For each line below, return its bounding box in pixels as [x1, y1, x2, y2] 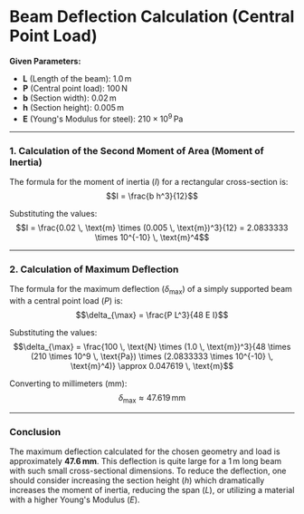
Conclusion [9, 425, 62, 438]
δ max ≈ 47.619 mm [118, 392, 186, 405]
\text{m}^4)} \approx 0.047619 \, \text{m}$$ [71, 360, 233, 371]
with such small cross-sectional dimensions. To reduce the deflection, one [9, 465, 287, 477]
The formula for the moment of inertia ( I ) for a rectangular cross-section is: [9, 176, 289, 187]
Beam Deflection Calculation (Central [9, 6, 295, 27]
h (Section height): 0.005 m [22, 102, 125, 112]
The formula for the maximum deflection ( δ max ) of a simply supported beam [9, 284, 292, 296]
